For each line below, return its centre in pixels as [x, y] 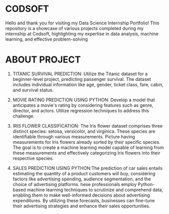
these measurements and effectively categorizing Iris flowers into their [87, 152]
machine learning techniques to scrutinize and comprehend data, [95, 190]
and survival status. [33, 90]
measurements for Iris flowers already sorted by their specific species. [87, 142]
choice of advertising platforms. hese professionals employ [75, 184]
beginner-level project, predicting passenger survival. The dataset [82, 79]
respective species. [33, 158]
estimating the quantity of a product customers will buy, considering [84, 173]
